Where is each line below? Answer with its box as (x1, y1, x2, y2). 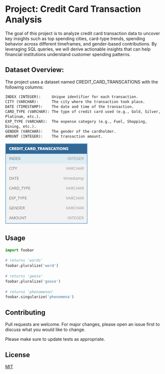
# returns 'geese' (5, 274, 43, 279)
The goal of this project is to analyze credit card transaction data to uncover (5, 30, 160, 36)
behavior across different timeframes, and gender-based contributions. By (5, 41, 157, 47)
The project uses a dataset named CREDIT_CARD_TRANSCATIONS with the (5, 79, 159, 85)
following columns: (5, 84, 44, 90)
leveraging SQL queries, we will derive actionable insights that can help (5, 46, 151, 52)
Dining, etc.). (5, 124, 37, 129)
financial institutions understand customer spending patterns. (5, 51, 131, 57)
